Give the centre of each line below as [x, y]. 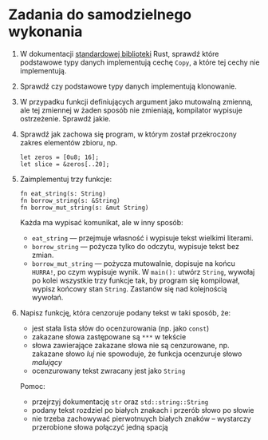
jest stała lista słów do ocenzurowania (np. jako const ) [120, 328]
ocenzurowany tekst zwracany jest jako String [108, 371]
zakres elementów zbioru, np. [69, 142]
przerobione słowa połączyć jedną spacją [100, 427]
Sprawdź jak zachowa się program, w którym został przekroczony [128, 134]
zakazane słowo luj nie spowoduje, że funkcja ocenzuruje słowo [137, 354]
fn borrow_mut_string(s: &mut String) [84, 208]
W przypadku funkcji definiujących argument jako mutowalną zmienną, [136, 101]
